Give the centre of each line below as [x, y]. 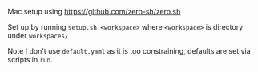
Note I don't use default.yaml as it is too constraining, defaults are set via [129, 51]
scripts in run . [30, 60]
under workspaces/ [38, 36]
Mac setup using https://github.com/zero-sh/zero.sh [94, 12]
